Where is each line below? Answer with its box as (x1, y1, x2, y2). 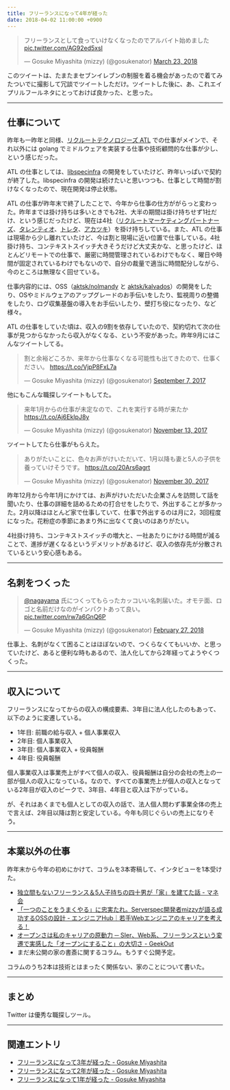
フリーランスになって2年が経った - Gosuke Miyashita (16, 1067, 167, 1075)
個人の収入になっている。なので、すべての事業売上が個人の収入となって (18, 776, 222, 785)
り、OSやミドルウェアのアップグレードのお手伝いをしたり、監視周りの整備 (7, 291, 219, 299)
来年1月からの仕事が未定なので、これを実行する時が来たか (23, 405, 188, 414)
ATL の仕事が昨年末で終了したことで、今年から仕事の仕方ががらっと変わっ (7, 199, 218, 207)
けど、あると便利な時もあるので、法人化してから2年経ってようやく (25, 648, 214, 657)
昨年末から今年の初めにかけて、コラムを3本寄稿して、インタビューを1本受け (7, 865, 222, 873)
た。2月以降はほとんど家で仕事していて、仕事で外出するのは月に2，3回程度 (7, 508, 221, 517)
